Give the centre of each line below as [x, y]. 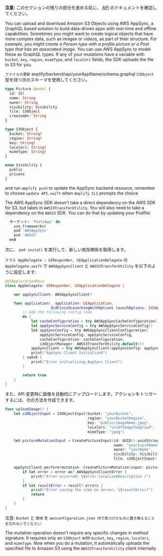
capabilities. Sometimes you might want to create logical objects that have [79, 34]
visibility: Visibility [33, 107]
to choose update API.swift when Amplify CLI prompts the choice [72, 193]
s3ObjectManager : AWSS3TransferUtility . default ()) [92, 344]
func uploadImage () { [27, 409]
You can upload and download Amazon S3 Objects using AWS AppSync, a [79, 23]
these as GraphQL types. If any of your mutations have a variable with [75, 54]
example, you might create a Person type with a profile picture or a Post [77, 44]
